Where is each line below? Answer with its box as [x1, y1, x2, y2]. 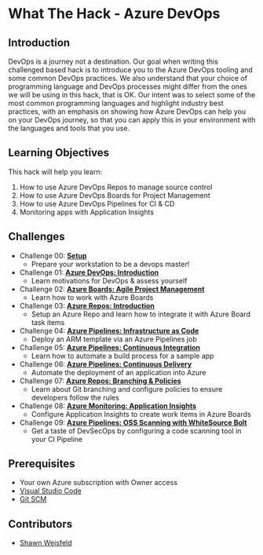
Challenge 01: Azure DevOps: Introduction [19, 268, 159, 277]
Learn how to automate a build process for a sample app [31, 351, 214, 360]
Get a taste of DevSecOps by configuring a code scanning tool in [31, 425, 242, 436]
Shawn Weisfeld [19, 539, 72, 548]
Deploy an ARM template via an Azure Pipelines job [31, 334, 198, 344]
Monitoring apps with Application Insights [19, 207, 155, 217]
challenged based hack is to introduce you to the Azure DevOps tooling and [8, 65, 253, 75]
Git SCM [19, 495, 47, 504]
